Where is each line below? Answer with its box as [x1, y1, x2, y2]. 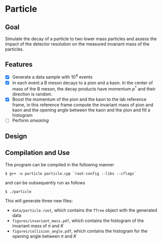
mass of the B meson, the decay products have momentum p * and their [12, 85, 156, 92]
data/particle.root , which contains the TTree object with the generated [12, 207, 157, 213]
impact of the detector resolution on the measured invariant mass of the [5, 41, 150, 47]
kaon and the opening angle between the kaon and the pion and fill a [12, 107, 150, 113]
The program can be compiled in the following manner [5, 161, 115, 167]
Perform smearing [12, 117, 49, 123]
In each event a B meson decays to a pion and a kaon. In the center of [12, 80, 153, 86]
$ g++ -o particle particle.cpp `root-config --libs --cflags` [5, 171, 137, 176]
